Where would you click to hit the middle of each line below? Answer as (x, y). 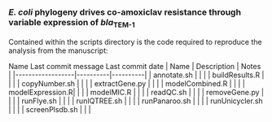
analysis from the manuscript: (58, 50)
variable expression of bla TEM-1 (72, 23)
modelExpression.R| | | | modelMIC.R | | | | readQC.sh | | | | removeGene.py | (136, 92)
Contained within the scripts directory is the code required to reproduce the (135, 41)
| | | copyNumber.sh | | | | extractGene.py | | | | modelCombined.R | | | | (127, 83)
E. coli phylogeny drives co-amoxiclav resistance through (125, 12)
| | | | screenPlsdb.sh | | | (50, 109)
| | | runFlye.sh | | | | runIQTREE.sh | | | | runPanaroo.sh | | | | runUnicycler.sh (136, 101)
